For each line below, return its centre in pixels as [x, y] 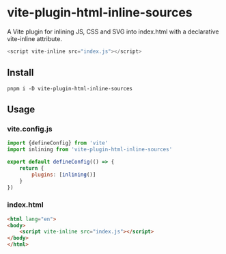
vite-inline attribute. [35, 38]
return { [32, 168]
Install [20, 73]
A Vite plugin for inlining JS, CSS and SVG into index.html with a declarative [113, 31]
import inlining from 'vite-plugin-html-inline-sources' [90, 150]
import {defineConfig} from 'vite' [58, 143]
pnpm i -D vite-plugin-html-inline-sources [70, 88]
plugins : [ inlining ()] [64, 175]
